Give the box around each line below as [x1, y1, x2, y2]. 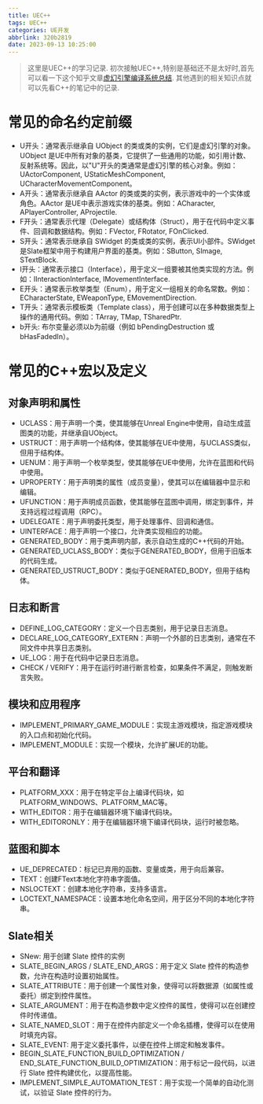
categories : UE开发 [8, 26, 70, 34]
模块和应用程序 [8, 698, 81, 711]
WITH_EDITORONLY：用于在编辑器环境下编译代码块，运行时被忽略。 [19, 817, 243, 826]
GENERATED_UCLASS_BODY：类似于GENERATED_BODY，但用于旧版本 [19, 546, 253, 556]
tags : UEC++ [8, 19, 47, 27]
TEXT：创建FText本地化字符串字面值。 [19, 874, 145, 884]
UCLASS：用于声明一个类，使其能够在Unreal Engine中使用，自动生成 [19, 419, 245, 428]
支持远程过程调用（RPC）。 [19, 507, 106, 516]
